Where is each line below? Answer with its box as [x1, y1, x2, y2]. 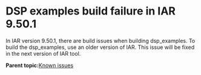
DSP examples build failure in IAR [5, 4, 176, 18]
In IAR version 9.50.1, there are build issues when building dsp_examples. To [5, 37, 196, 44]
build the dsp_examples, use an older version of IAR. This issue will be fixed [5, 44, 195, 51]
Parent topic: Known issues [5, 62, 74, 69]
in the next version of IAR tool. [5, 50, 81, 57]
